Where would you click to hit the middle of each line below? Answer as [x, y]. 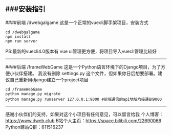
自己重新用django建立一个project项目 [49, 80]
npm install [18, 37]
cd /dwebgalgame [23, 32]
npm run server [21, 41]
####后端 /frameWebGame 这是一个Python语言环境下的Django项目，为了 [83, 67]
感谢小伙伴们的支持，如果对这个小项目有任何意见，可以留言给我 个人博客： [84, 114]
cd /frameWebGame [24, 89]
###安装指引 [25, 9]
